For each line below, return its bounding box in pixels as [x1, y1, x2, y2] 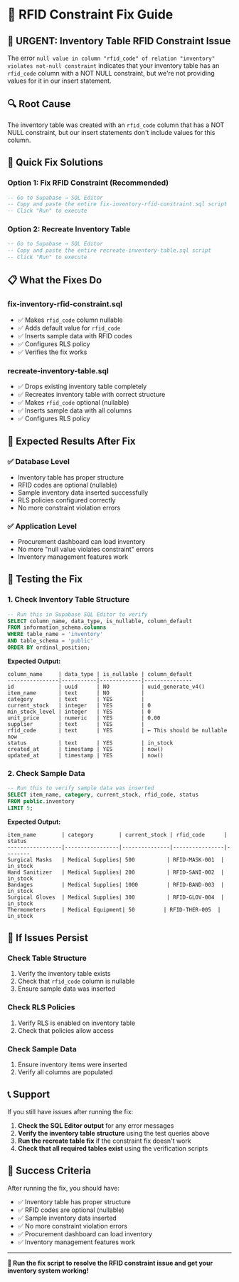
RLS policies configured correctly [17, 495, 116, 504]
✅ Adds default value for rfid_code [17, 323, 121, 332]
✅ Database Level [7, 457, 70, 467]
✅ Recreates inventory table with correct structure [17, 390, 166, 399]
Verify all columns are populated [17, 1068, 113, 1076]
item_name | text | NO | [7, 689, 144, 697]
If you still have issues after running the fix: [7, 1107, 134, 1116]
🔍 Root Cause [7, 98, 71, 110]
